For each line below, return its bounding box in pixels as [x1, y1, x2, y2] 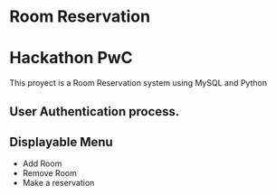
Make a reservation [22, 178, 95, 189]
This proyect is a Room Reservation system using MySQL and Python [9, 78, 268, 88]
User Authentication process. [9, 104, 180, 119]
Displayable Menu [9, 134, 113, 150]
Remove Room [22, 168, 77, 179]
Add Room [22, 158, 62, 169]
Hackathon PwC [9, 48, 133, 69]
